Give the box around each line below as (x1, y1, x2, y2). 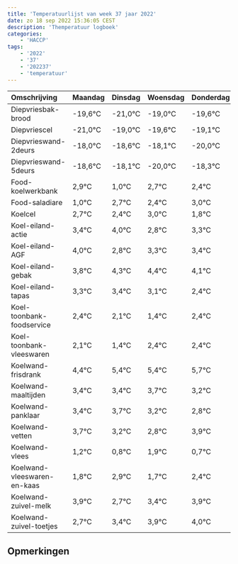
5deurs (11, 165, 35, 175)
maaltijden (11, 389, 46, 399)
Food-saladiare (11, 197, 63, 207)
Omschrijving (11, 92, 58, 102)
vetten (11, 431, 33, 441)
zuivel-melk (11, 501, 52, 511)
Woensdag (147, 92, 185, 102)
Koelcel (11, 209, 36, 219)
